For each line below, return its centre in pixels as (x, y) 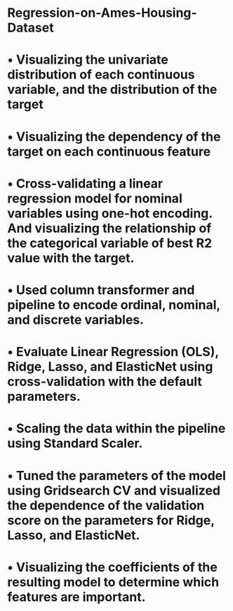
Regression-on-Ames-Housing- (102, 13)
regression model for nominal (95, 198)
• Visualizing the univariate (88, 60)
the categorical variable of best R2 (110, 243)
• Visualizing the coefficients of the (112, 567)
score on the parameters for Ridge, (111, 520)
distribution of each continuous (101, 75)
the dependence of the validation (106, 505)
